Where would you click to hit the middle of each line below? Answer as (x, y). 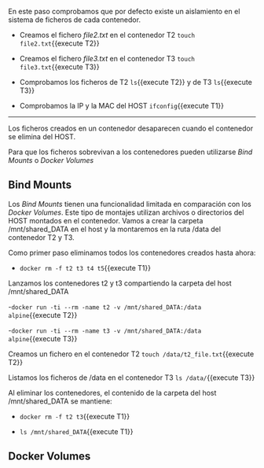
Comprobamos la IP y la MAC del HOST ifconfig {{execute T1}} (122, 106)
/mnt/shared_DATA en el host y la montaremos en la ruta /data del (115, 229)
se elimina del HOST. (42, 136)
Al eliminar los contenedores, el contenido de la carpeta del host (112, 392)
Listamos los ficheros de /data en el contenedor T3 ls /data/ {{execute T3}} (132, 378)
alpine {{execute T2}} (43, 315)
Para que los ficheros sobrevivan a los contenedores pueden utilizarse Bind (130, 152)
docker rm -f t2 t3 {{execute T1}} (75, 416)
